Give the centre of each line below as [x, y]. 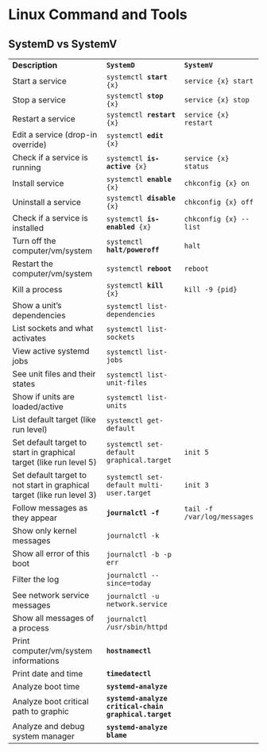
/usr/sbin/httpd [137, 627]
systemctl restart [141, 115]
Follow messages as [50, 508]
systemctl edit [135, 135]
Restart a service [44, 119]
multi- [151, 485]
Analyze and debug [48, 726]
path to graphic [41, 711]
